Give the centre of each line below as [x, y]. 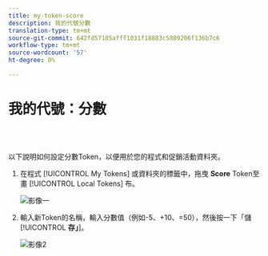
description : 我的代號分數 [50, 23]
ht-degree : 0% [32, 61]
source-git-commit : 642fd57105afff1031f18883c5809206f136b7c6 [114, 38]
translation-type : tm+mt [50, 30]
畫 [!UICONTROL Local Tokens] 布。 [80, 183]
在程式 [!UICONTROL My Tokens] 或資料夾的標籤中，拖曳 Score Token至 [140, 173]
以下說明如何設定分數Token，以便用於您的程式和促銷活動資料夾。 [117, 156]
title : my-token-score [46, 16]
